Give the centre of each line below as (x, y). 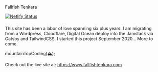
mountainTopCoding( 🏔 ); (30, 53)
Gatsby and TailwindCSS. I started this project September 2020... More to (79, 39)
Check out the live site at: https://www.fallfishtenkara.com (64, 64)
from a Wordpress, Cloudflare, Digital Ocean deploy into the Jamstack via (79, 33)
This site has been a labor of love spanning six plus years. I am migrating (78, 28)
